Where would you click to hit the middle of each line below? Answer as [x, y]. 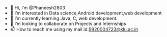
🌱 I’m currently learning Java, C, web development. [64, 18]
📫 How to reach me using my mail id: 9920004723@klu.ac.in [74, 29]
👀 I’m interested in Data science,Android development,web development [86, 13]
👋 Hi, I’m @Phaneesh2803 [37, 8]
